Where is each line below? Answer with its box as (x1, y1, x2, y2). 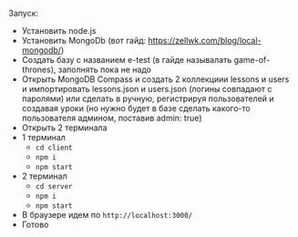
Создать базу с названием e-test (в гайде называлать (21, 55, 232, 65)
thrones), (21, 64, 57, 75)
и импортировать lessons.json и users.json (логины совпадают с (21, 84, 272, 94)
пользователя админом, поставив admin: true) (21, 113, 202, 123)
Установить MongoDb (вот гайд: (21, 36, 147, 46)
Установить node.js (21, 26, 97, 36)
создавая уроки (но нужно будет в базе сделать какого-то (21, 103, 252, 113)
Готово (21, 219, 49, 230)
